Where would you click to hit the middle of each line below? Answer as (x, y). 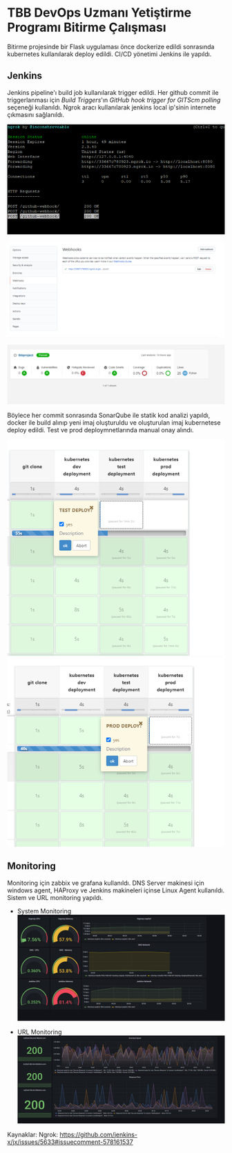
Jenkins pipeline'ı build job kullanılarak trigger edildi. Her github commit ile (113, 92)
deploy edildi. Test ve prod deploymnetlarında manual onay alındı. (100, 430)
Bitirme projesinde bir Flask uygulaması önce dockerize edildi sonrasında (111, 46)
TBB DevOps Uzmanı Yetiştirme (99, 13)
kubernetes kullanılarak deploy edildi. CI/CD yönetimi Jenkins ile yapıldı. (109, 54)
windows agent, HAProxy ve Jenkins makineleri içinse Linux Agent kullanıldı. (116, 890)
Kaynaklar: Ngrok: (33, 1134)
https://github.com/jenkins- (99, 1134)
